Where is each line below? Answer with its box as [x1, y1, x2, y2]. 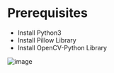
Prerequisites [7, 5, 89, 21]
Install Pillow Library [17, 35, 76, 44]
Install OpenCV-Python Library [17, 43, 108, 52]
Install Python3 [17, 28, 62, 37]
